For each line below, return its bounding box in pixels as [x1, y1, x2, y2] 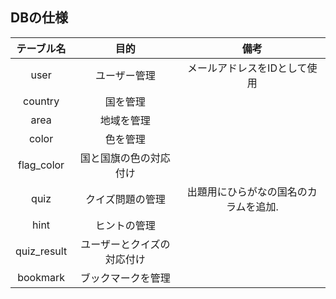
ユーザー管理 [95, 68, 156, 82]
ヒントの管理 [94, 218, 156, 232]
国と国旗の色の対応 [79, 151, 171, 165]
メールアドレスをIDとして [187, 61, 308, 75]
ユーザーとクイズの [80, 237, 171, 251]
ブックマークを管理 [79, 271, 171, 285]
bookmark [17, 270, 65, 284]
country [22, 94, 60, 108]
